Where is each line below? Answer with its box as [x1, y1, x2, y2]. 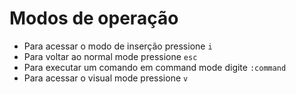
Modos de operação [9, 7, 179, 30]
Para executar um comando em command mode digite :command [23, 61, 287, 73]
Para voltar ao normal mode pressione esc [23, 50, 198, 62]
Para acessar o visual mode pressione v [23, 72, 189, 84]
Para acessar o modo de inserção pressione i [23, 40, 213, 52]
